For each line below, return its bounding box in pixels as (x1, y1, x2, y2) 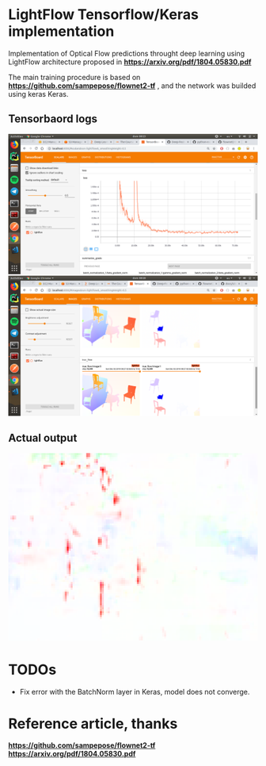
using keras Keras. (8, 89, 69, 98)
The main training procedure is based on (8, 72, 141, 82)
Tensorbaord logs (8, 113, 97, 126)
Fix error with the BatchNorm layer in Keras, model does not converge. (19, 687, 250, 696)
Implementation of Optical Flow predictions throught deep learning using (8, 48, 245, 58)
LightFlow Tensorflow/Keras (8, 6, 199, 24)
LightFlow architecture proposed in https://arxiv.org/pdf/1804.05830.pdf (8, 57, 252, 67)
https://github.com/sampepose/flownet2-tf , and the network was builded (8, 81, 256, 90)
